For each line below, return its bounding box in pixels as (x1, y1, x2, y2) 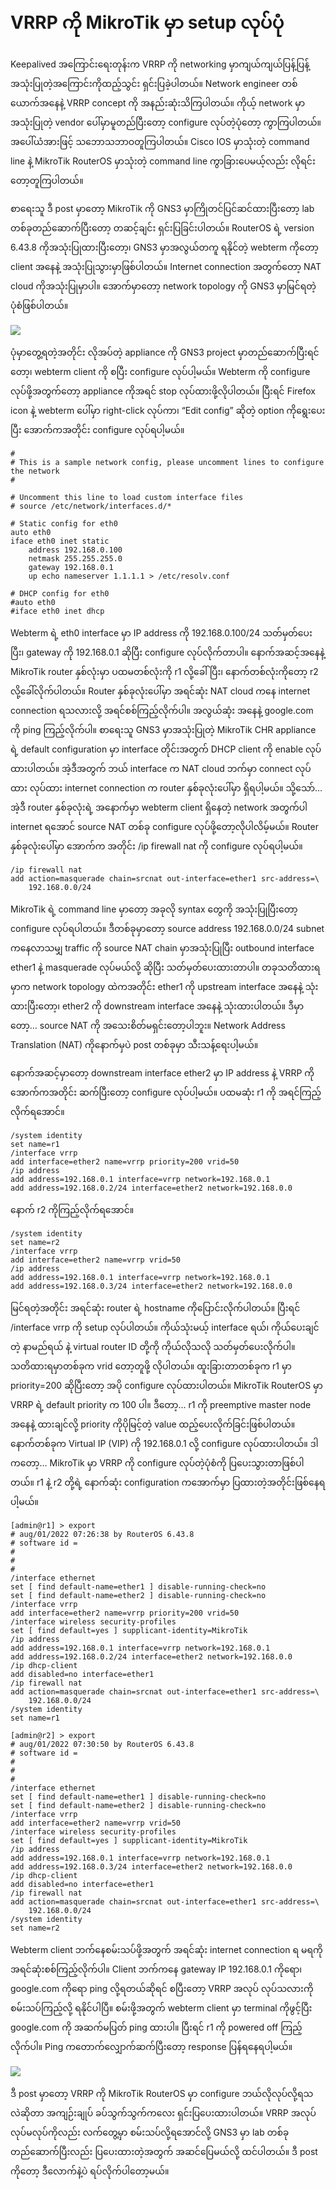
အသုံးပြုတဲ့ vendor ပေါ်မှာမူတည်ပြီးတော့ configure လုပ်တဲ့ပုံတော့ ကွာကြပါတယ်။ (10, 116, 322, 128)
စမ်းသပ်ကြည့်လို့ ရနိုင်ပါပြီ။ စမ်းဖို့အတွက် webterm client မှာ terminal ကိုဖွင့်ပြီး (10, 2001, 313, 2014)
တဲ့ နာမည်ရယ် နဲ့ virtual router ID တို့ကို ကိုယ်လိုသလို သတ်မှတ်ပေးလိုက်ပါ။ (10, 1340, 296, 1352)
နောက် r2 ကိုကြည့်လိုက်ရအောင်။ (10, 1203, 135, 1215)
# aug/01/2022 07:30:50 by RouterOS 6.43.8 (10, 1739, 195, 1749)
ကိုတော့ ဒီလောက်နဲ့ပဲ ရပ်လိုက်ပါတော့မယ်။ (10, 2165, 170, 2177)
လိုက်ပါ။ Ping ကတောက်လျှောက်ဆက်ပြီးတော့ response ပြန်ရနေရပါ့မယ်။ (10, 2040, 293, 2052)
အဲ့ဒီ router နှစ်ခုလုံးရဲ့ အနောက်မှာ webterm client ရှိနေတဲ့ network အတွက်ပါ (10, 801, 308, 813)
